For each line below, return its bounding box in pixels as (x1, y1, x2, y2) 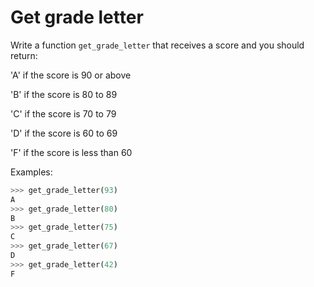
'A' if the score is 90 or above (10, 69, 132, 81)
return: (10, 49, 38, 61)
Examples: (10, 166, 53, 178)
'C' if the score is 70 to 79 (10, 107, 117, 120)
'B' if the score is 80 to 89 (10, 88, 118, 100)
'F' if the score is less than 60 (10, 146, 133, 158)
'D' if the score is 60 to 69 (10, 127, 118, 139)
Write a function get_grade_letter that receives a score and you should (10, 39, 305, 51)
